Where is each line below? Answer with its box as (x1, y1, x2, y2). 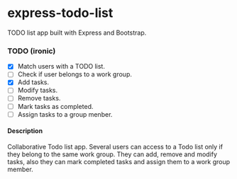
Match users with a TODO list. (17, 62, 105, 71)
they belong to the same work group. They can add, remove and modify (7, 150, 218, 158)
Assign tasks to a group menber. (17, 110, 113, 118)
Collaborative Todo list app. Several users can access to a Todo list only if (7, 142, 224, 151)
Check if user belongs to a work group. (17, 70, 133, 79)
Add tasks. (17, 78, 50, 86)
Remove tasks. (17, 94, 61, 103)
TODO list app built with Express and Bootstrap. (7, 28, 147, 37)
